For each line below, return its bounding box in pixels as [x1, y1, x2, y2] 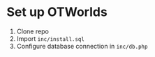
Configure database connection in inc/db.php [16, 42, 148, 50]
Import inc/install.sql [16, 34, 85, 42]
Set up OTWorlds [6, 4, 108, 20]
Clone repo [16, 27, 50, 35]
